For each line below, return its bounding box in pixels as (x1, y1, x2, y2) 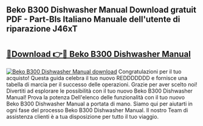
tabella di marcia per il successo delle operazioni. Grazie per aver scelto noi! (6, 81, 198, 88)
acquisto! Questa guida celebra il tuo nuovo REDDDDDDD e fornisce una (6, 75, 188, 81)
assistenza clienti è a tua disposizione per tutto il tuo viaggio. (6, 113, 159, 120)
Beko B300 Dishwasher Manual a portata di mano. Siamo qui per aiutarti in (6, 100, 193, 107)
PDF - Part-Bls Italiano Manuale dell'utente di (6, 15, 181, 25)
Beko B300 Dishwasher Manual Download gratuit (6, 5, 196, 15)
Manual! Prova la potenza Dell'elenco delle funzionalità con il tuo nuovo (6, 94, 185, 101)
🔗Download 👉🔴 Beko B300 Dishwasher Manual (6, 48, 191, 59)
